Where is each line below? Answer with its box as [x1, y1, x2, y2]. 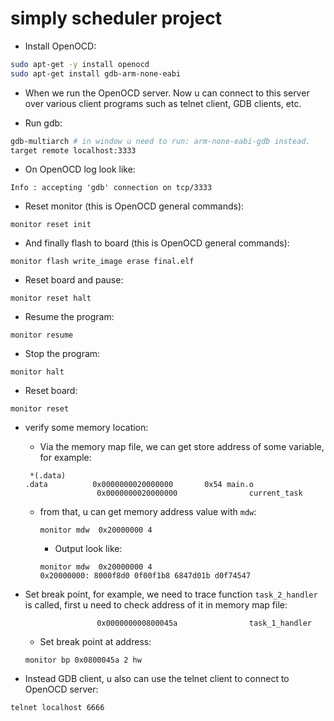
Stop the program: [24, 348, 101, 360]
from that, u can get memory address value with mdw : [39, 506, 257, 518]
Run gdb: [24, 117, 63, 129]
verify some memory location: [24, 422, 149, 434]
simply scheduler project [10, 7, 223, 30]
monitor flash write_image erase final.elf [10, 257, 195, 267]
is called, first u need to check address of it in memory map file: [24, 599, 288, 611]
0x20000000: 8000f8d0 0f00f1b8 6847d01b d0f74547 [39, 571, 252, 581]
